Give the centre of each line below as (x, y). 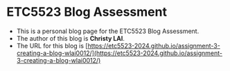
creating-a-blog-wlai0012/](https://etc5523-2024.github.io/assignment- (120, 53)
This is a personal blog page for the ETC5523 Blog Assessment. (108, 31)
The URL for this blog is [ (52, 45)
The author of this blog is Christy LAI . (71, 38)
